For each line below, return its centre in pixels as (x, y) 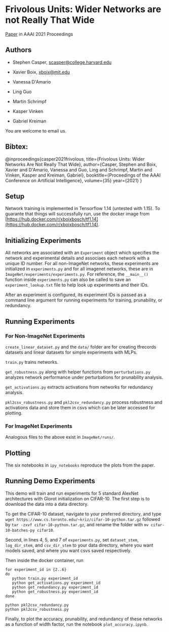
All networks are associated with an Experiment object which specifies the (82, 253)
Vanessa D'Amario (32, 81)
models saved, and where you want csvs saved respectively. (69, 551)
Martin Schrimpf (30, 101)
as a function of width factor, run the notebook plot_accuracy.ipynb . (77, 624)
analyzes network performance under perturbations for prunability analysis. (84, 377)
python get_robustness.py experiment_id (55, 592)
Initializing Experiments (43, 241)
